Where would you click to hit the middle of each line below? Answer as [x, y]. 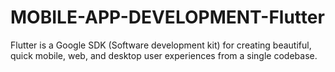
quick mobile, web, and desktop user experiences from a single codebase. [164, 55]
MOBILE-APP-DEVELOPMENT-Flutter [167, 17]
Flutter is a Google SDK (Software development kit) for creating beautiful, [161, 45]
